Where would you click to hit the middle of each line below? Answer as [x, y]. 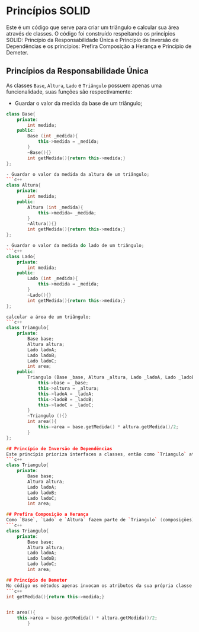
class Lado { [21, 256]
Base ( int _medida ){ [53, 136]
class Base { [21, 114]
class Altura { [24, 185]
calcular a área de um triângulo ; [49, 317]
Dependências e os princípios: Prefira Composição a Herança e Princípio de [99, 46]
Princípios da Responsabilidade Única [78, 71]
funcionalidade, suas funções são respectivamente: [69, 92]
